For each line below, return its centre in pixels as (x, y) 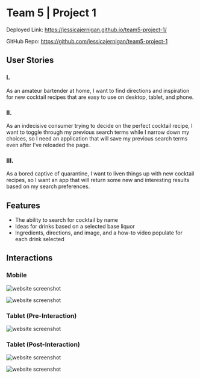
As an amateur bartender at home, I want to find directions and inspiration (98, 90)
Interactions (30, 258)
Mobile (17, 276)
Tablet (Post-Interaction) (43, 344)
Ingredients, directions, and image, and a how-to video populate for (98, 233)
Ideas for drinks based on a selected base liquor (75, 227)
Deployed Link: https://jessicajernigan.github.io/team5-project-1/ (86, 30)
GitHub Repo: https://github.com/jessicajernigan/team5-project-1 (87, 41)
